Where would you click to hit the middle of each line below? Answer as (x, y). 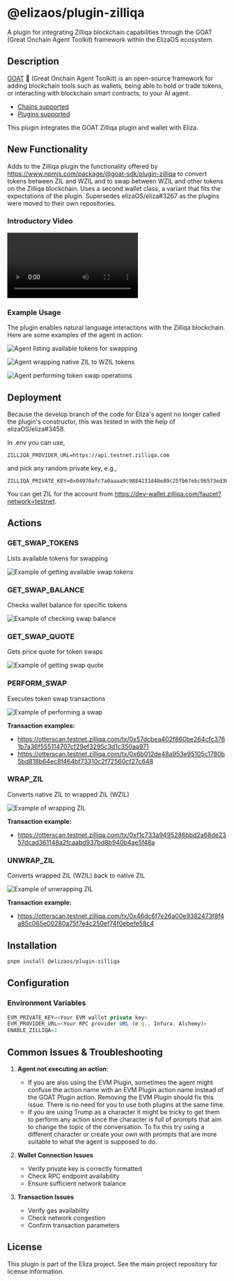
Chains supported (43, 107)
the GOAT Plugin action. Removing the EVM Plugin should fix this (120, 1097)
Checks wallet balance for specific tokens (67, 605)
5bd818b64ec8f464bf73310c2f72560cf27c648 (85, 761)
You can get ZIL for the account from (60, 493)
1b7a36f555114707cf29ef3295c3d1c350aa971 (83, 746)
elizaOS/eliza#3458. (37, 429)
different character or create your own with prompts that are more (122, 1134)
